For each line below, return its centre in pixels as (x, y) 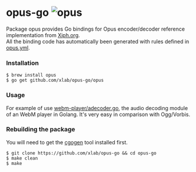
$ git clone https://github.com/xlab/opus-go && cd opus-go (82, 153)
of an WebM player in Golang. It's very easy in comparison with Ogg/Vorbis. (98, 114)
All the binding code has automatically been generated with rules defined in (98, 41)
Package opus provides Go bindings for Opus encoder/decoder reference (96, 29)
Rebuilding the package (41, 130)
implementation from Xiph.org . (43, 35)
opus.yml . (18, 48)
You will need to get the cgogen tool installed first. (67, 142)
